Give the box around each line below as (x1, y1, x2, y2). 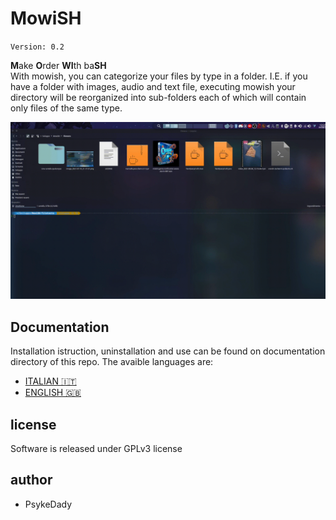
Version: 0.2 (10, 42, 65, 52)
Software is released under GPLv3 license (10, 443, 183, 455)
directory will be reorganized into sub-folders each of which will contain (10, 91, 307, 103)
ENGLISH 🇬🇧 (24, 387, 82, 399)
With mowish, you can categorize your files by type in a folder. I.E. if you (10, 70, 308, 82)
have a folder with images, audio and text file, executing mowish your (10, 80, 296, 92)
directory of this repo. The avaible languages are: (10, 356, 214, 368)
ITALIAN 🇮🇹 (24, 375, 77, 387)
